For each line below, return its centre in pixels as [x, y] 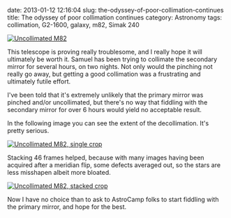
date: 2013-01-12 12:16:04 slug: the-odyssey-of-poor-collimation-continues [115, 10]
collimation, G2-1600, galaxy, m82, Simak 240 [73, 25]
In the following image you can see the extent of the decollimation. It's [108, 123]
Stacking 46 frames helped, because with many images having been [106, 157]
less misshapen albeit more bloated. [59, 172]
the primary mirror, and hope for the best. [67, 207]
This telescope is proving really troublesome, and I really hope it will [105, 52]
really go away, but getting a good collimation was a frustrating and [104, 74]
